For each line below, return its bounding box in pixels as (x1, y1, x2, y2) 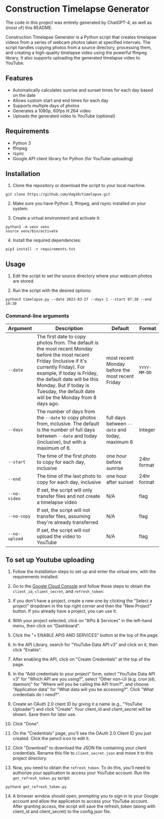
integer (139, 426, 155, 433)
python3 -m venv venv (5, 225, 50, 229)
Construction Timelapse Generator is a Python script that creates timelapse (5, 34, 157, 40)
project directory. (12, 755, 48, 761)
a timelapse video (36, 499, 77, 506)
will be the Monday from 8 (36, 394, 97, 401)
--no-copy (8, 514, 31, 519)
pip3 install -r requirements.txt (5, 247, 76, 252)
